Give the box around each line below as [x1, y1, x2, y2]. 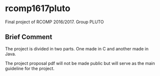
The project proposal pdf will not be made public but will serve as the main [5, 60, 155, 66]
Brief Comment [5, 33, 53, 41]
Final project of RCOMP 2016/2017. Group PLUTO [5, 19, 104, 25]
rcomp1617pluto [5, 3, 71, 14]
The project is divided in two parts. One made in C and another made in [5, 46, 149, 51]
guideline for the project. [5, 65, 55, 71]
